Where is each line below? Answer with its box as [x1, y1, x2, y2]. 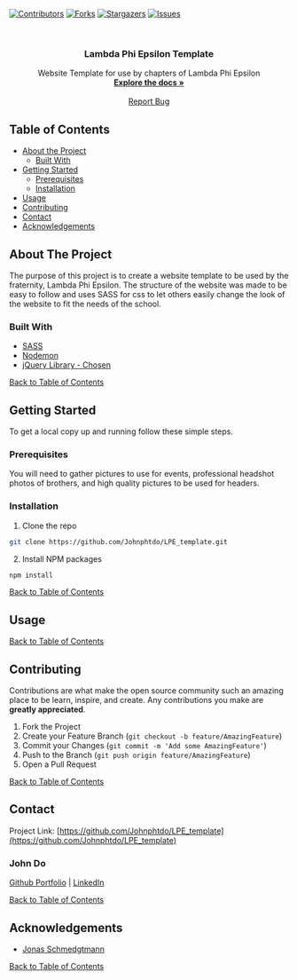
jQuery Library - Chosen [21, 360, 112, 370]
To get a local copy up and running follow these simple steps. [9, 426, 233, 437]
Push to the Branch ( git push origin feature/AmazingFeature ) [21, 750, 251, 760]
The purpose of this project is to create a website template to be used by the [9, 270, 289, 281]
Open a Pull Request [21, 759, 98, 770]
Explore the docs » [113, 77, 184, 88]
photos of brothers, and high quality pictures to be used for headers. [9, 478, 260, 488]
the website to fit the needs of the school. [9, 298, 161, 309]
